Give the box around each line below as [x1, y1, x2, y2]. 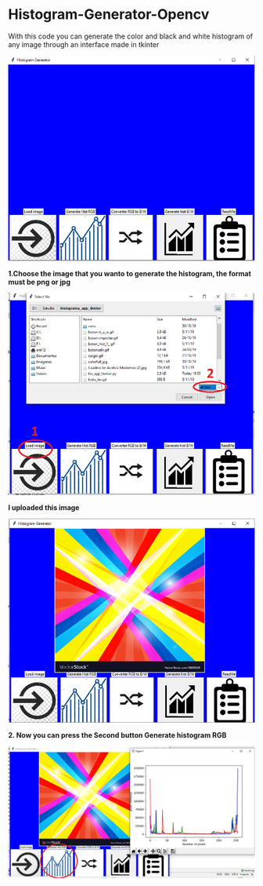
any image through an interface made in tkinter [8, 39, 160, 49]
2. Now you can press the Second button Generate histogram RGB [8, 731, 227, 740]
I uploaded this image [8, 502, 80, 512]
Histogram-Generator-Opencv [8, 5, 210, 24]
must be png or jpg [8, 277, 71, 286]
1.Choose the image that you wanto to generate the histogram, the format [8, 268, 252, 278]
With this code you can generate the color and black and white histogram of [8, 31, 254, 41]
